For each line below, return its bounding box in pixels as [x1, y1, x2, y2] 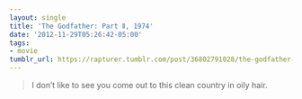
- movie [9, 47, 39, 56]
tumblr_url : [9, 55, 54, 64]
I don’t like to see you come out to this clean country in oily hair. [31, 80, 268, 90]
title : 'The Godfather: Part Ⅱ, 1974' [9, 22, 155, 31]
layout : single [9, 13, 67, 22]
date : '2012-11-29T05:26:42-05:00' [9, 30, 143, 39]
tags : [9, 38, 30, 48]
